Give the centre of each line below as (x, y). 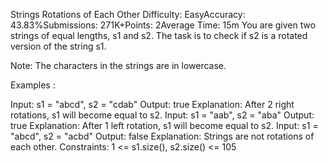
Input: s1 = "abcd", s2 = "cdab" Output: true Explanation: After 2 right (152, 104)
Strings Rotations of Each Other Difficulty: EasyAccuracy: (128, 14)
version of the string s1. (58, 46)
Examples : (33, 85)
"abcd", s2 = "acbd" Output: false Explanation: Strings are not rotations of (162, 136)
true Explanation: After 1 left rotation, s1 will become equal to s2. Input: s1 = (164, 125)
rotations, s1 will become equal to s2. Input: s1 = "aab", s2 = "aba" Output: (162, 115)
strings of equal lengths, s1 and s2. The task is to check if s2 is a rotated (159, 35)
